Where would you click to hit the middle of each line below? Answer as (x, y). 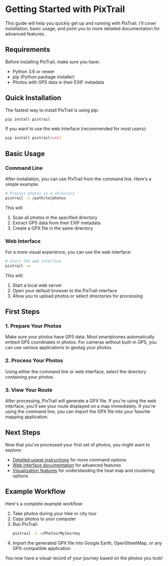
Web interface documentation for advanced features (67, 465)
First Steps (23, 312)
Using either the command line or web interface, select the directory (76, 371)
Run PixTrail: (25, 524)
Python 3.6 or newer (34, 71)
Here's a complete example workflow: (44, 504)
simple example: (22, 184)
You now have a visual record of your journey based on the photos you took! (84, 558)
